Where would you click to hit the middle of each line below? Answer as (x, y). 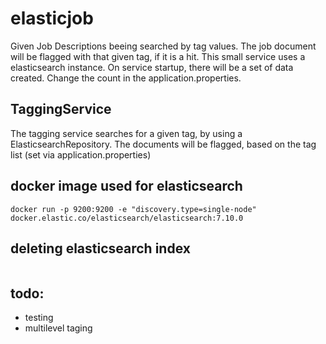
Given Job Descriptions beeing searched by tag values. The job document (163, 46)
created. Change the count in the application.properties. (126, 78)
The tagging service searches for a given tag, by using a (126, 133)
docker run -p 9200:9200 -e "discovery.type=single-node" (133, 209)
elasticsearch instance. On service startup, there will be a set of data (152, 67)
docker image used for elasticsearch (126, 186)
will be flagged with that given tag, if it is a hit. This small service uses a (158, 56)
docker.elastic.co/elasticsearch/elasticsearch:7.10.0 (127, 218)
